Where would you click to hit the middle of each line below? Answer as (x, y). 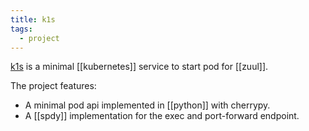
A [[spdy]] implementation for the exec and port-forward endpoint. (162, 116)
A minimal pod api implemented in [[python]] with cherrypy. (147, 105)
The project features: (53, 86)
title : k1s (33, 19)
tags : (21, 29)
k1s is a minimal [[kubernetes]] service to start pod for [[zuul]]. (139, 67)
